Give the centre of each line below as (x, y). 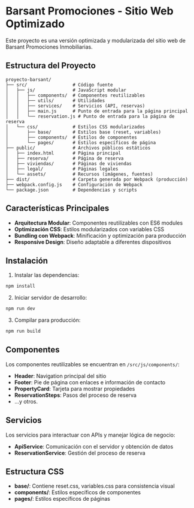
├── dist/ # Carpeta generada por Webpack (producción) (97, 179)
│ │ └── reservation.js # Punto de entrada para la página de (90, 116)
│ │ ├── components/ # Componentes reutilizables (75, 95)
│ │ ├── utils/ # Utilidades (55, 100)
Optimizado (35, 24)
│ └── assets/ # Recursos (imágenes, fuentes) (79, 174)
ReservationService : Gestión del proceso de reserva (80, 453)
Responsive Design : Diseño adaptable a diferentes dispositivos (93, 242)
